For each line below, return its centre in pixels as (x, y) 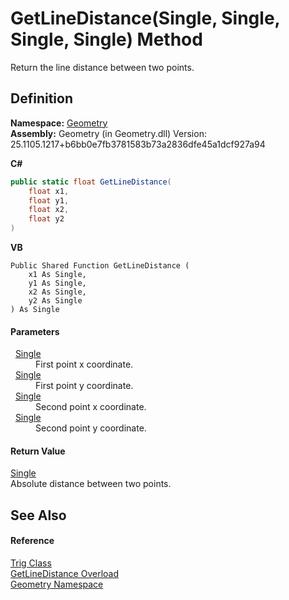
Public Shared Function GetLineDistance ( (100, 266)
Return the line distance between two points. (102, 67)
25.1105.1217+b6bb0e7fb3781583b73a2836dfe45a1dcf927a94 (138, 144)
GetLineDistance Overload (64, 573)
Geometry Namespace (57, 584)
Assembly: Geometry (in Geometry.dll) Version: (108, 133)
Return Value (38, 451)
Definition (41, 98)
